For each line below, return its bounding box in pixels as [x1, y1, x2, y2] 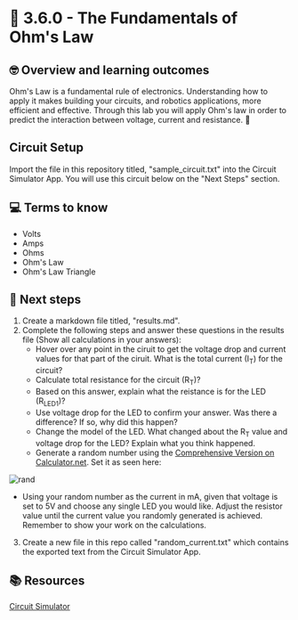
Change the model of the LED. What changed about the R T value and [35, 426, 288, 439]
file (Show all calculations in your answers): [21, 334, 181, 346]
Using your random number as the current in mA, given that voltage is [21, 491, 278, 502]
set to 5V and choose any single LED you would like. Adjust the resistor [21, 501, 283, 511]
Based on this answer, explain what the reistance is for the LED [35, 387, 267, 397]
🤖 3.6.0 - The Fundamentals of [9, 8, 238, 29]
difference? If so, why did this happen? [35, 416, 178, 427]
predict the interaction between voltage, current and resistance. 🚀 [9, 115, 251, 125]
